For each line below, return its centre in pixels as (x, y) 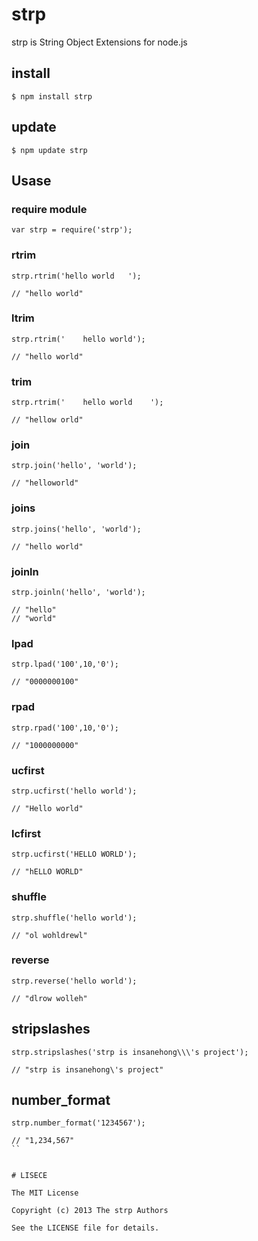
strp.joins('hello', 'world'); (76, 529)
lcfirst (26, 833)
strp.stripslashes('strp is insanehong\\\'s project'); (130, 1052)
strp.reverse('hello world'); (74, 981)
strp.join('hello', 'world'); (74, 466)
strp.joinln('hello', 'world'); (78, 593)
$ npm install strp (52, 96)
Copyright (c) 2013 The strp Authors (90, 1211)
